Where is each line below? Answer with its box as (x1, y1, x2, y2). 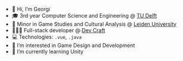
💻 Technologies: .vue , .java (11, 33, 82, 40)
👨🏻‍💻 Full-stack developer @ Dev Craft (11, 27, 105, 33)
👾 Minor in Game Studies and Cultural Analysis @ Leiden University (11, 21, 177, 28)
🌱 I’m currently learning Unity (11, 48, 84, 55)
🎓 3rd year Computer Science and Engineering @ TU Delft (11, 12, 157, 19)
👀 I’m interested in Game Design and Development (11, 42, 135, 49)
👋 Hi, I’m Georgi (11, 6, 51, 12)
